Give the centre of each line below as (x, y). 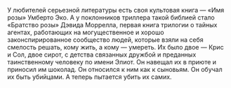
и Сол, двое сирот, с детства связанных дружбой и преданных (102, 54)
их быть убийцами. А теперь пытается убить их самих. (90, 77)
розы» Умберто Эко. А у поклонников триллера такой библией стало (111, 17)
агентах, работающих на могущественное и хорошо (86, 32)
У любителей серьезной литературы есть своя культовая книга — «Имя (116, 10)
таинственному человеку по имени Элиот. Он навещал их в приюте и (112, 62)
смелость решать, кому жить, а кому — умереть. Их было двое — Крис (115, 47)
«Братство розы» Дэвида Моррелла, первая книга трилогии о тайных (112, 25)
